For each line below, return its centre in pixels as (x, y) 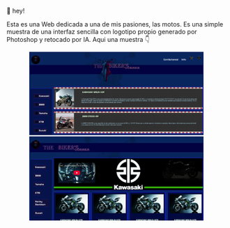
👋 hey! (16, 11)
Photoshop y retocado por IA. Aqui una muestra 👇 (78, 39)
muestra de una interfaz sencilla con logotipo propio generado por (102, 32)
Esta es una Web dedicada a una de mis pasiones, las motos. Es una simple (115, 24)
